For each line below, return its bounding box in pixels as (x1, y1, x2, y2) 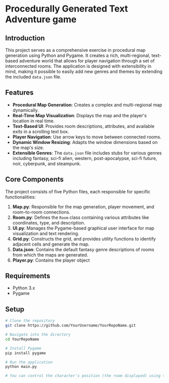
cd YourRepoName (5, 337, 39, 342)
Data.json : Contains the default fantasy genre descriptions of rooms (12, 246, 154, 252)
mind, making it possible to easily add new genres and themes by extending (5, 68, 162, 74)
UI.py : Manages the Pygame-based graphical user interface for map (12, 225, 154, 231)
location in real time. (12, 118, 55, 124)
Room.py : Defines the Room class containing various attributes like (12, 214, 149, 220)
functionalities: (5, 194, 36, 200)
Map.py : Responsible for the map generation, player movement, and (12, 203, 154, 209)
